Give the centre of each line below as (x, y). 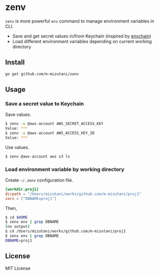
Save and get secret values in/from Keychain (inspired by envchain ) (82, 36)
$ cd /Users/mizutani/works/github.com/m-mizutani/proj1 (66, 231)
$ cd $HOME (16, 217)
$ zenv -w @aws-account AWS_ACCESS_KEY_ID (50, 133)
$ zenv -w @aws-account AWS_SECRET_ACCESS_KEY (54, 124)
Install (15, 62)
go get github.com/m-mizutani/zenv (42, 74)
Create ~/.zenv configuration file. (39, 180)
